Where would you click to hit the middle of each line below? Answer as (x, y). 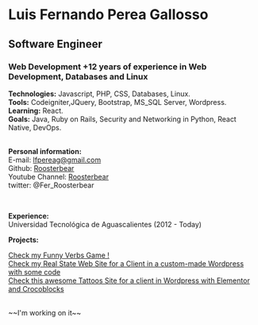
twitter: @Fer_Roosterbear (51, 185)
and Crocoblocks (37, 288)
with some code (35, 272)
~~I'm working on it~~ (45, 312)
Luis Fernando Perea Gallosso (108, 15)
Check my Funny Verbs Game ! (59, 255)
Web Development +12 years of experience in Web (108, 67)
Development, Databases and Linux (78, 76)
